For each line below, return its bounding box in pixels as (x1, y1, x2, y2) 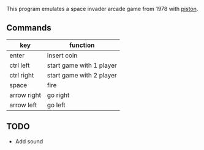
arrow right (9, 91, 42, 99)
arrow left (9, 101, 37, 109)
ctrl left (9, 61, 30, 70)
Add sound (15, 137, 43, 145)
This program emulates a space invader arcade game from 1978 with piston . (6, 5, 198, 12)
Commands (6, 23, 52, 33)
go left (47, 101, 66, 109)
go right (47, 91, 70, 99)
